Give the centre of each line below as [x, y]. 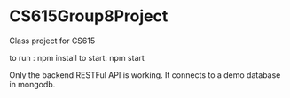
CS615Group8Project [89, 16]
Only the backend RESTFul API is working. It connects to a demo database [145, 75]
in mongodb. [32, 84]
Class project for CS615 [52, 41]
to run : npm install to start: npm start [77, 57]
